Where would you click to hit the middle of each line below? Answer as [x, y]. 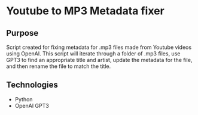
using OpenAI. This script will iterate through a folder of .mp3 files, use [93, 54]
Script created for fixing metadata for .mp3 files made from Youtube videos [99, 47]
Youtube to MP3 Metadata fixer [85, 11]
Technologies [32, 85]
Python [24, 99]
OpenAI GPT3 [32, 105]
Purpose [22, 33]
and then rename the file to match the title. [59, 66]
